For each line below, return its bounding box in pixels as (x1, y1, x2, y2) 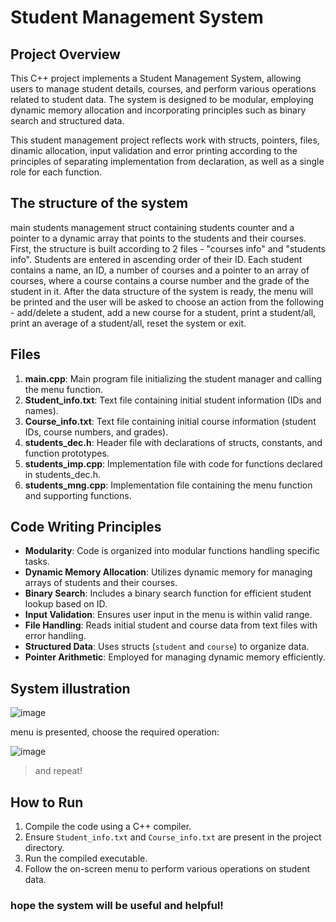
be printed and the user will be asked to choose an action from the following (10, 296, 324, 308)
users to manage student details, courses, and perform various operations (10, 83, 317, 95)
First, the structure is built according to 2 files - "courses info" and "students (10, 242, 327, 255)
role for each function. (10, 166, 103, 178)
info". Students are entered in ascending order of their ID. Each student (10, 253, 303, 265)
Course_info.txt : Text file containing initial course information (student (24, 415, 317, 427)
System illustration (10, 680, 131, 697)
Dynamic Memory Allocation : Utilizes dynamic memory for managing (24, 566, 313, 578)
